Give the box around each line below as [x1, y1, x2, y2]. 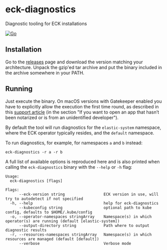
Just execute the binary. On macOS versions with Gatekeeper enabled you [5, 98, 162, 104]
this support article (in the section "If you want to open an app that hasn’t [5, 109, 159, 115]
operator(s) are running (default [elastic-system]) [5, 218, 120, 223]
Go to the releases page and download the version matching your [5, 59, 143, 65]
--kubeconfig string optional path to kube [18, 205, 152, 210]
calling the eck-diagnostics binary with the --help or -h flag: [5, 164, 133, 170]
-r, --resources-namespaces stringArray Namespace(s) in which [10, 232, 152, 237]
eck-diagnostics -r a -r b [5, 149, 63, 154]
